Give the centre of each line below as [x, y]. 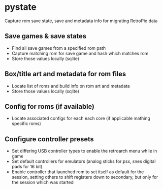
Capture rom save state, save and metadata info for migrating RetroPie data [81, 21]
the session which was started [43, 182]
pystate [20, 7]
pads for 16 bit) [27, 167]
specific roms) [26, 124]
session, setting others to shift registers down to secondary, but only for [85, 177]
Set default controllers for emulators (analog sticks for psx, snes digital [84, 161]
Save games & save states [46, 36]
